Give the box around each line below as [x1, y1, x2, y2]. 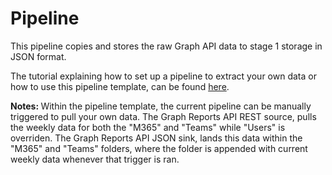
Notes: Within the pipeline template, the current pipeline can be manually [10, 100, 312, 112]
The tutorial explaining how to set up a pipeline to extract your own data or [10, 70, 317, 82]
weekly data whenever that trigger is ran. [10, 153, 180, 165]
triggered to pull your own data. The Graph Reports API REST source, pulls [10, 110, 317, 122]
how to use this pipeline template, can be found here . [10, 80, 230, 92]
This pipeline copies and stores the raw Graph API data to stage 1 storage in [10, 40, 323, 52]
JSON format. [10, 50, 67, 62]
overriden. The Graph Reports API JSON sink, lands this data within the [10, 132, 303, 144]
